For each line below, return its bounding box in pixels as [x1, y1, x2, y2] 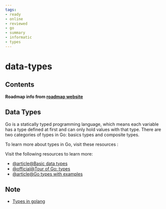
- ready [5, 12, 21, 17]
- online [5, 16, 23, 21]
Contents [5, 80, 35, 89]
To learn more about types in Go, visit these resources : [5, 141, 119, 147]
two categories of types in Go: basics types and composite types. [5, 132, 140, 138]
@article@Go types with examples [12, 171, 83, 177]
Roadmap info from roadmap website [5, 94, 83, 100]
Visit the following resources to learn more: [5, 151, 93, 157]
